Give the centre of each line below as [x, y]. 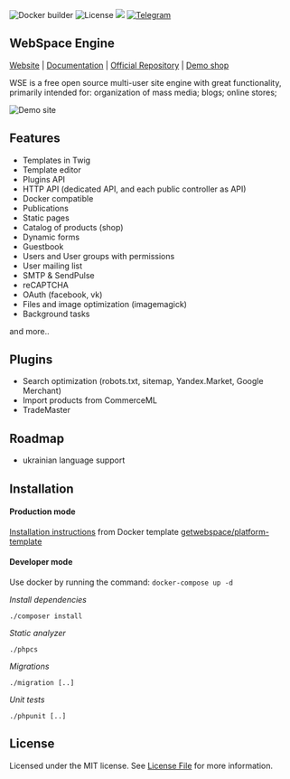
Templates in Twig [56, 160]
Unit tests [27, 699]
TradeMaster [46, 410]
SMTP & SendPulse [58, 275]
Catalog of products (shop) [73, 227]
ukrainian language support [74, 460]
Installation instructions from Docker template [94, 531]
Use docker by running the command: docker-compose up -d [121, 582]
